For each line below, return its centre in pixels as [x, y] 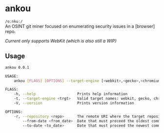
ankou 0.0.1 [17, 67]
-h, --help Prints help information [71, 94]
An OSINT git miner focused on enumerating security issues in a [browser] [80, 26]
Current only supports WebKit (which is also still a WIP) [61, 41]
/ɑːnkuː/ [14, 21]
